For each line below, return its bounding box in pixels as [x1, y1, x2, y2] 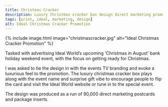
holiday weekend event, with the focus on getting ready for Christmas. [5, 56, 150, 62]
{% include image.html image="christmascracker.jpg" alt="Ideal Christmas [5, 35, 159, 41]
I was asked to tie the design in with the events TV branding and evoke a [5, 65, 154, 71]
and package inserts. [5, 96, 49, 102]
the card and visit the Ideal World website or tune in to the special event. [5, 81, 154, 87]
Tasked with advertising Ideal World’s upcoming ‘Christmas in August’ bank [5, 50, 160, 56]
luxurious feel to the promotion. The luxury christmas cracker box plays [5, 71, 152, 77]
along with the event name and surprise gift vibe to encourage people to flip [5, 76, 161, 82]
